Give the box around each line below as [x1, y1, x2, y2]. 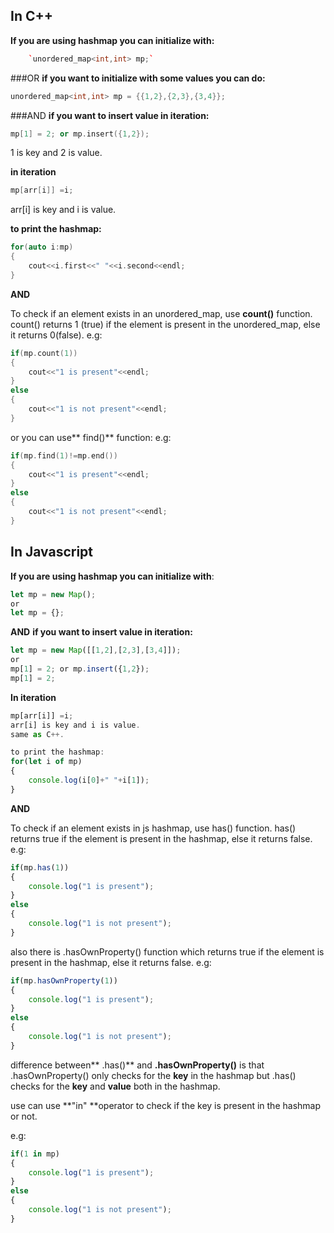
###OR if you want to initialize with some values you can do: [10, 72, 266, 84]
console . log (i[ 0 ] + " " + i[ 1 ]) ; [28, 775, 150, 785]
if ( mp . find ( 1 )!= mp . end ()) [10, 450, 118, 461]
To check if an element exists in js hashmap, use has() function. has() [10, 822, 297, 834]
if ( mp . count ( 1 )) [10, 348, 78, 358]
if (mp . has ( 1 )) [10, 862, 70, 873]
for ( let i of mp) [10, 757, 83, 767]
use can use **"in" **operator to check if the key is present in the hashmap [10, 1099, 322, 1111]
